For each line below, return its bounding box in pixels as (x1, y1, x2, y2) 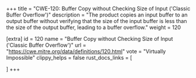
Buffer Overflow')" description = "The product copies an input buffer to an (6, 11, 188, 18)
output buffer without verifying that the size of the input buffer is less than (6, 18, 187, 24)
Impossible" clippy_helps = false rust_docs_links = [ (6, 54, 132, 61)
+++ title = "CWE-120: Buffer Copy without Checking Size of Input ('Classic (6, 5, 191, 12)
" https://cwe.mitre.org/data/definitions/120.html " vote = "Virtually (6, 48, 166, 55)
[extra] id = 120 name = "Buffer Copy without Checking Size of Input (6, 35, 173, 42)
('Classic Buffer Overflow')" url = (6, 41, 87, 48)
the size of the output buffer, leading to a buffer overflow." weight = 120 (6, 24, 181, 31)
